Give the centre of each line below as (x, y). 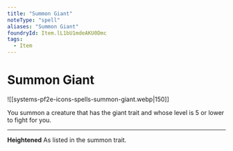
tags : (15, 39)
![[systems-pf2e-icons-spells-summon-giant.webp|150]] (88, 99)
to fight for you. (29, 120)
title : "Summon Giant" (40, 14)
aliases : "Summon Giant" (43, 26)
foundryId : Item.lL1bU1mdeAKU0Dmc (57, 33)
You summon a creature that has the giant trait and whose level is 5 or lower (116, 112)
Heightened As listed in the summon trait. (67, 140)
